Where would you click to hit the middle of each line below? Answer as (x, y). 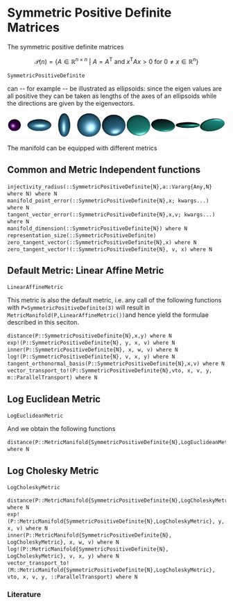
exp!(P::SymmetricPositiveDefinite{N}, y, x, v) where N (91, 343)
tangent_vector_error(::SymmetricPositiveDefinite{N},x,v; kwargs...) (111, 214)
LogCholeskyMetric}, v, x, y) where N (63, 556)
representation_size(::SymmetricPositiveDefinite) (82, 235)
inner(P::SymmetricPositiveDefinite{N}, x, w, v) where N (93, 350)
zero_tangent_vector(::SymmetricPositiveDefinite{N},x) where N (102, 242)
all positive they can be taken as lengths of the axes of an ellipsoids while (112, 96)
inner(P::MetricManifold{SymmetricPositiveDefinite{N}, (89, 535)
